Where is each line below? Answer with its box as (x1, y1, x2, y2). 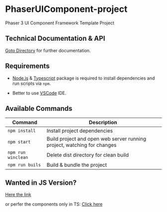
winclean (7, 155, 28, 160)
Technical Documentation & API (5, 34, 105, 43)
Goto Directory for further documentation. (5, 47, 91, 53)
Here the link (5, 192, 31, 198)
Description (88, 119, 117, 126)
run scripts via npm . (12, 80, 51, 86)
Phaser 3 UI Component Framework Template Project (5, 20, 114, 26)
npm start (7, 139, 31, 145)
